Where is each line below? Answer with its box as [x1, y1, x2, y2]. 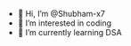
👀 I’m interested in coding [17, 18, 112, 28]
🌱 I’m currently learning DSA [17, 27, 122, 37]
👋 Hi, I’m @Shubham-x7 [17, 9, 105, 19]
